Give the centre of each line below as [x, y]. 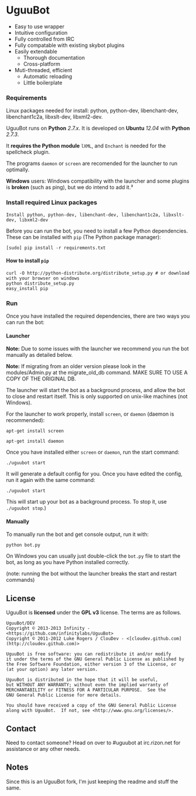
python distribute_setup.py [40, 283]
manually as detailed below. [39, 355]
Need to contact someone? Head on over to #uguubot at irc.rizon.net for [93, 743]
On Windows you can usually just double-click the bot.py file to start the [93, 556]
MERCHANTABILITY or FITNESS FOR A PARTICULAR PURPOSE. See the [86, 690]
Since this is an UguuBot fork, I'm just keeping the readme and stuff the [92, 781]
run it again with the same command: [51, 480]
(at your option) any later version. [52, 670]
